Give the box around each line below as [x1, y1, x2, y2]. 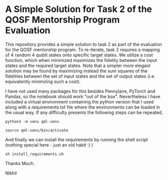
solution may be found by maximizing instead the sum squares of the [5, 67, 148, 73]
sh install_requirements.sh [5, 151, 64, 156]
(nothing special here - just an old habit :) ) [5, 141, 94, 148]
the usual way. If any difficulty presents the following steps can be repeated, [5, 109, 163, 115]
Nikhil [5, 170, 17, 176]
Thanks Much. [5, 160, 35, 166]
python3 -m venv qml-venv [5, 119, 59, 124]
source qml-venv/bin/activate [5, 127, 69, 133]
